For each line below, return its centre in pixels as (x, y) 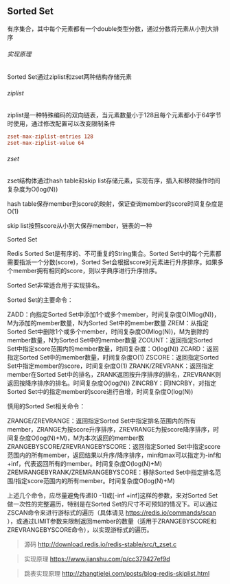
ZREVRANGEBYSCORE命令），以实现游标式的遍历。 (80, 530)
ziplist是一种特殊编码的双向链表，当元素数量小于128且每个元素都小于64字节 (114, 115)
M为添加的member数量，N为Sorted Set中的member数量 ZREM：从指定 (108, 323)
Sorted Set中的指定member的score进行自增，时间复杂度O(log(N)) (100, 392)
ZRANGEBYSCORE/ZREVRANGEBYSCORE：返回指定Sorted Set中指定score (114, 447)
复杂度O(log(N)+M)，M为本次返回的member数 (79, 438)
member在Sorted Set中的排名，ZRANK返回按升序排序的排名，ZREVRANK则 (114, 375)
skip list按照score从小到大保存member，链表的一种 (80, 226)
